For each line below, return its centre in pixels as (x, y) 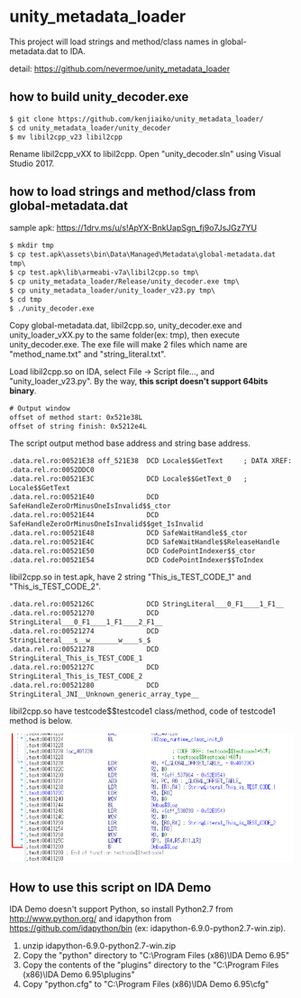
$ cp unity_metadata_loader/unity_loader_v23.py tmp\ (113, 291)
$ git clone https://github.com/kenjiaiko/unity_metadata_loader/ (137, 119)
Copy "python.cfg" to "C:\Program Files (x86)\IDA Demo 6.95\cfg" (146, 984)
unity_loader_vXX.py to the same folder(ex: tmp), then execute (125, 335)
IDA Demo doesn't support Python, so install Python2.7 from (121, 910)
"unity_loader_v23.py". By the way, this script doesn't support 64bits (139, 381)
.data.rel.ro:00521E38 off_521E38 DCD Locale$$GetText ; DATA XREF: (151, 461)
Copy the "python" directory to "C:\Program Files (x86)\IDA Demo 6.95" (156, 956)
